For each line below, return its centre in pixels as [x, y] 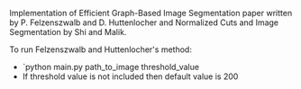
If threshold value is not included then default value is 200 [130, 76]
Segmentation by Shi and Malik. [68, 32]
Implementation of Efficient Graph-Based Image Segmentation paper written [151, 13]
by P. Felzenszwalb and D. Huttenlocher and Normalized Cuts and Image [144, 22]
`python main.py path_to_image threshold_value [111, 67]
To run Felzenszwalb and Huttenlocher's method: [100, 49]
